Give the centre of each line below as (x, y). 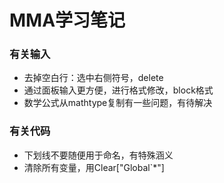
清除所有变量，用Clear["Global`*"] (94, 167)
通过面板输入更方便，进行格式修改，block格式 (118, 90)
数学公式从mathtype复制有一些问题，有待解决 (118, 103)
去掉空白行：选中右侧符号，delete (93, 78)
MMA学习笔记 (67, 20)
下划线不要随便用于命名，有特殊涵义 (98, 155)
